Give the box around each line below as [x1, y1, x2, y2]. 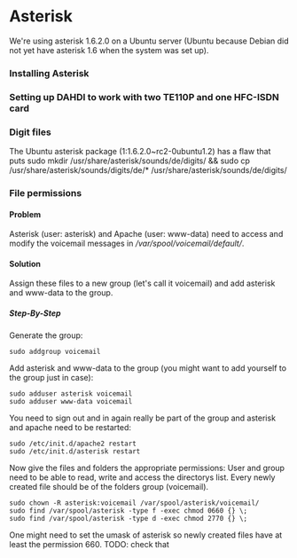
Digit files [9, 126, 51, 138]
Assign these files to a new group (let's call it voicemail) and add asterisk [9, 278, 276, 289]
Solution [9, 258, 42, 269]
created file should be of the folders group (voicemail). [9, 482, 209, 492]
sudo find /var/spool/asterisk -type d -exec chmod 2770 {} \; [9, 515, 248, 523]
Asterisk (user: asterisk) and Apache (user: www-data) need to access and [9, 229, 284, 240]
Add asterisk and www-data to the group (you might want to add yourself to [9, 363, 286, 373]
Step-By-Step [9, 308, 61, 318]
